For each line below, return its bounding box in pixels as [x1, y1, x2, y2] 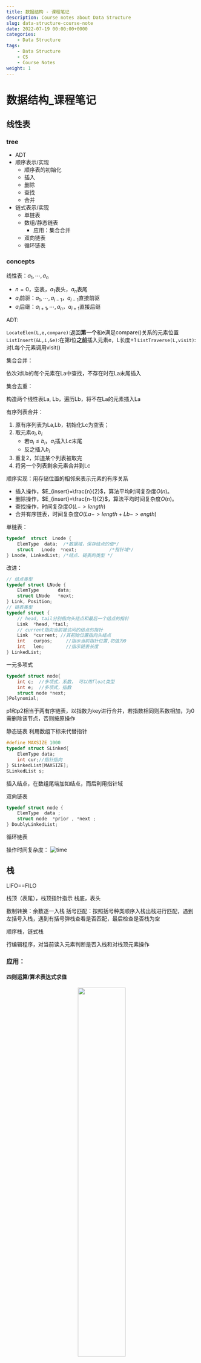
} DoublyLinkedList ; [6, 822, 59, 828]
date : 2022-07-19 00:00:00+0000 [6, 25, 88, 32]
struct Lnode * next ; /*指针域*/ [17, 546, 134, 553]
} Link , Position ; [6, 599, 53, 605]
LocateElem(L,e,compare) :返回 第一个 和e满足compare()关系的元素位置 [6, 328, 179, 336]
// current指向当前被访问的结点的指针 [17, 627, 103, 633]
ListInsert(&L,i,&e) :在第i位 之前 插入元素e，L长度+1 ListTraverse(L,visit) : [6, 336, 196, 343]
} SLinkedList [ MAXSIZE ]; [6, 762, 69, 768]
